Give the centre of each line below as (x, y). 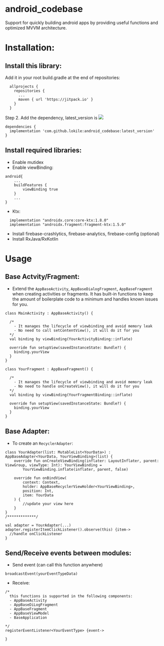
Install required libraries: (43, 150)
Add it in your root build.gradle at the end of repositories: (63, 78)
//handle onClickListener (36, 534)
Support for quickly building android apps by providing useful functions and (82, 23)
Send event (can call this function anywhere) (57, 565)
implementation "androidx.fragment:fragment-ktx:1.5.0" (68, 224)
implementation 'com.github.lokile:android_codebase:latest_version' (82, 131)
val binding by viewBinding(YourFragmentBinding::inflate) (71, 395)
